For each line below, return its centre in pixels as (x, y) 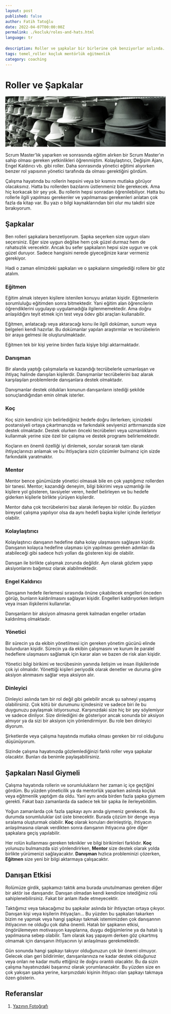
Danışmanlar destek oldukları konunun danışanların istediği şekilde (75, 390)
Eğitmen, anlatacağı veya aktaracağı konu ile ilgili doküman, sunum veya (81, 324)
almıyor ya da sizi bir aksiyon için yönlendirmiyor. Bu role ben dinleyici (78, 721)
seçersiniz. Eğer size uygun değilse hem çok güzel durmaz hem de (76, 242)
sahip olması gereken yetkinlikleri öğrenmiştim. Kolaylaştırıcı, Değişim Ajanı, (84, 160)
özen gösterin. (20, 978)
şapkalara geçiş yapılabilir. (33, 833)
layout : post (19, 11)
